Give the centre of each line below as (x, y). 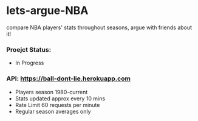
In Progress (29, 63)
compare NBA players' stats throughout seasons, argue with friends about (99, 27)
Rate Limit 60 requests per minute (57, 105)
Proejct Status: (29, 49)
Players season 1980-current (51, 92)
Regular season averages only (53, 111)
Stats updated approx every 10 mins (60, 99)
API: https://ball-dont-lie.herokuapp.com (68, 78)
